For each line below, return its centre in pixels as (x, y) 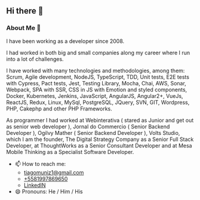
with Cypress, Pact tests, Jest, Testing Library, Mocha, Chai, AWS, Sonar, (96, 83)
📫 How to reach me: (40, 164)
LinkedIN (35, 185)
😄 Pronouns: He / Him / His (49, 191)
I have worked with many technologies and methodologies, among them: (96, 70)
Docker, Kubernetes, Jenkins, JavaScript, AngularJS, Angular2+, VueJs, (95, 96)
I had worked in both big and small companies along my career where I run (98, 53)
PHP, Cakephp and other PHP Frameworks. (59, 109)
